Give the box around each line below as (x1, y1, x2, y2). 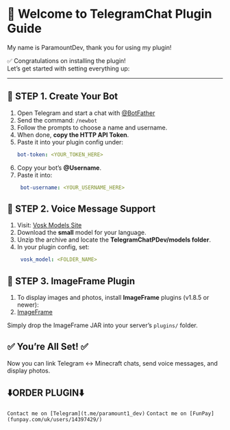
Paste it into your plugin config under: (16, 138, 124, 146)
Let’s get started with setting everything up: (7, 64, 130, 73)
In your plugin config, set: (16, 243, 90, 251)
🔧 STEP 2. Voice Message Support (7, 203, 156, 214)
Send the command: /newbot (16, 116, 98, 124)
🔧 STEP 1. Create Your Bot (7, 90, 118, 102)
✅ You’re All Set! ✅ (7, 341, 89, 353)
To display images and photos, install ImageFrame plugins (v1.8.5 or (16, 294, 209, 301)
